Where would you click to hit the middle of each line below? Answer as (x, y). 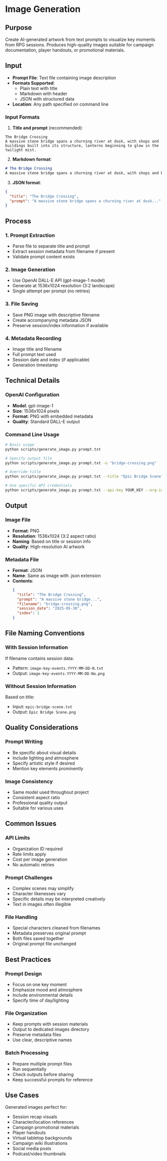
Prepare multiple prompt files (42, 1063)
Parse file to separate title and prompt (51, 246)
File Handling (21, 917)
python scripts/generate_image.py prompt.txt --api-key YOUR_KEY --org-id (84, 490)
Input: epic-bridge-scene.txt (42, 707)
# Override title (23, 472)
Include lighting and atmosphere (45, 758)
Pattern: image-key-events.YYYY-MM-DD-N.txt (58, 668)
